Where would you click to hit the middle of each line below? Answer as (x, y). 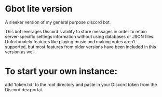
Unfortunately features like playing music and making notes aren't (70, 41)
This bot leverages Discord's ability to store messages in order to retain (76, 31)
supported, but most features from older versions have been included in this (81, 47)
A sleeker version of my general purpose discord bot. (58, 22)
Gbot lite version (39, 9)
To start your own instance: (61, 71)
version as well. (20, 52)
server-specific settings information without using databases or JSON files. (80, 36)
